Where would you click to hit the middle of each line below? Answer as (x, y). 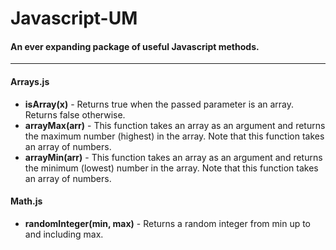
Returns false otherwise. (75, 114)
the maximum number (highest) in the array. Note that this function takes (174, 136)
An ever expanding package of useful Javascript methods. (135, 46)
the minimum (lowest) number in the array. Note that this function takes (171, 168)
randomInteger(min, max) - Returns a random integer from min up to (168, 223)
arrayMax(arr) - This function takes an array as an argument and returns (175, 125)
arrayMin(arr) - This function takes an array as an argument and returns (173, 157)
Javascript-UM (74, 18)
